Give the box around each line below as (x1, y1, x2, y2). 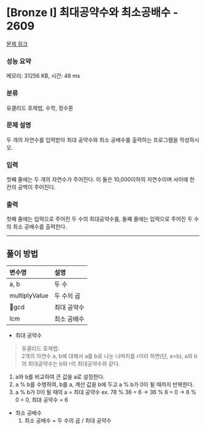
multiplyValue (9, 291, 49, 300)
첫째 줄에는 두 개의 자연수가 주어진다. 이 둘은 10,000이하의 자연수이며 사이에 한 (6, 176, 195, 183)
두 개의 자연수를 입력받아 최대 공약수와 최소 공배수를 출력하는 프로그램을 (6, 136, 178, 143)
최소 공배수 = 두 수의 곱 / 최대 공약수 (24, 417, 112, 424)
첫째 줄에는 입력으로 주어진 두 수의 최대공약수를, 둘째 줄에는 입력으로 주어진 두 (6, 216, 193, 223)
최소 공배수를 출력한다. (12, 223, 67, 230)
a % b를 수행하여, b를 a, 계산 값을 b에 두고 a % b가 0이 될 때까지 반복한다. (15, 381, 194, 388)
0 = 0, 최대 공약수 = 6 (15, 396, 69, 404)
